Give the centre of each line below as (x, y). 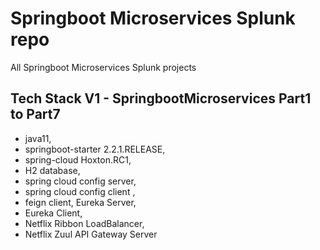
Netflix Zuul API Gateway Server (91, 234)
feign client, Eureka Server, (80, 202)
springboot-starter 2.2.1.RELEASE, (95, 149)
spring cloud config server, (80, 181)
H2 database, (52, 170)
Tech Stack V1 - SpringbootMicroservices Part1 (161, 98)
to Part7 (35, 114)
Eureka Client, (53, 213)
